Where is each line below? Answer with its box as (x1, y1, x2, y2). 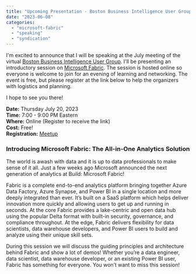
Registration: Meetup (6, 130, 58, 137)
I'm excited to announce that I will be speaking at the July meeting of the (6, 52, 181, 58)
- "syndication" (11, 36, 51, 41)
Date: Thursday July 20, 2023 (6, 106, 79, 112)
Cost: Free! (6, 124, 33, 131)
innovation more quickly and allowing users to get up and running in (6, 200, 169, 207)
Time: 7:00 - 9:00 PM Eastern (6, 112, 78, 119)
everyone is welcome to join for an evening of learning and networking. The (6, 71, 188, 77)
